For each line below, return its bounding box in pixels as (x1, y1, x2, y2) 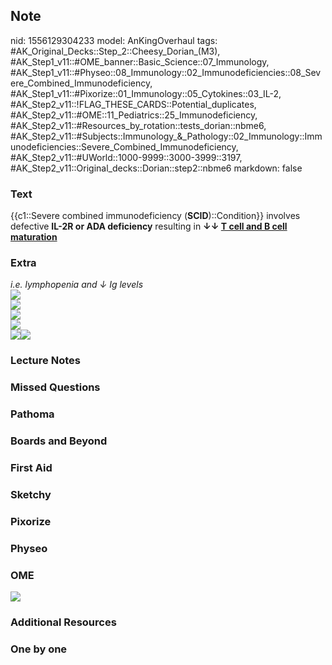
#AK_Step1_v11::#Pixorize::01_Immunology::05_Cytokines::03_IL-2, (10, 87, 282, 99)
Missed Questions (10, 380, 101, 394)
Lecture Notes (10, 354, 81, 368)
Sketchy (10, 487, 52, 501)
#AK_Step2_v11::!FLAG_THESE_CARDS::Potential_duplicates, (10, 98, 257, 110)
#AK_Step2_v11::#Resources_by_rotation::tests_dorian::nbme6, (10, 119, 267, 131)
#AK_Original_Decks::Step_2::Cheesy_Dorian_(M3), (10, 45, 221, 57)
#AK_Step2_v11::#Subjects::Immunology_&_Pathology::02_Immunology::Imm (10, 130, 323, 142)
